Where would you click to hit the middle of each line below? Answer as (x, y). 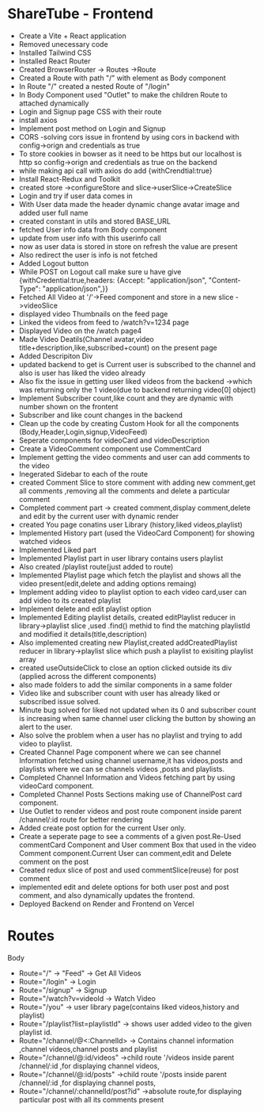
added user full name (53, 213)
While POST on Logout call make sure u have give (100, 271)
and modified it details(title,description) (83, 634)
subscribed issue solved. (59, 701)
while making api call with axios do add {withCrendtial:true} (115, 171)
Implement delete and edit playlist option (85, 608)
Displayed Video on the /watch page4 (80, 331)
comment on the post (54, 861)
